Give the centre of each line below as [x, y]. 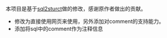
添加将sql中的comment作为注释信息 [59, 29]
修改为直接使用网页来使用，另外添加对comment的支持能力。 [89, 21]
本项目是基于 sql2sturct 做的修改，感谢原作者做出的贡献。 [76, 9]
